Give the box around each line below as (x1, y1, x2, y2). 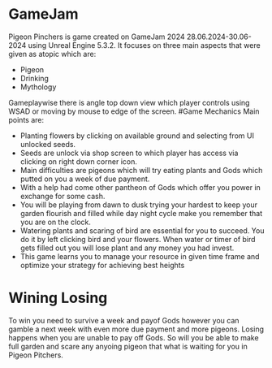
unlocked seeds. (19, 139, 76, 149)
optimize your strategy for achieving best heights (19, 260, 185, 270)
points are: (8, 115, 45, 124)
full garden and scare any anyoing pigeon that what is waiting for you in (8, 341, 248, 351)
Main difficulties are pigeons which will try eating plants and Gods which (19, 165, 263, 175)
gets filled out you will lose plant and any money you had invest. (19, 243, 235, 253)
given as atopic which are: (8, 49, 97, 58)
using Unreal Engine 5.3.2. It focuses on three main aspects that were (28, 40, 261, 50)
